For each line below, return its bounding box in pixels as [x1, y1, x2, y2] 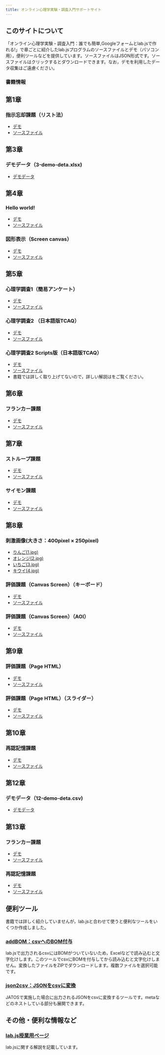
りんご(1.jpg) [12, 549, 39, 555]
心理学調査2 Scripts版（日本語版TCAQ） [5, 349, 102, 356]
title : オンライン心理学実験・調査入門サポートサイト [5, 7, 102, 12]
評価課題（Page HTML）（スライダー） [5, 694, 97, 701]
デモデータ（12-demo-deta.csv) [5, 795, 83, 802]
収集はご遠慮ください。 [9, 65, 57, 71]
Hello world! [5, 205, 35, 211]
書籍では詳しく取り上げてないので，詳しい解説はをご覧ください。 [12, 374, 146, 379]
